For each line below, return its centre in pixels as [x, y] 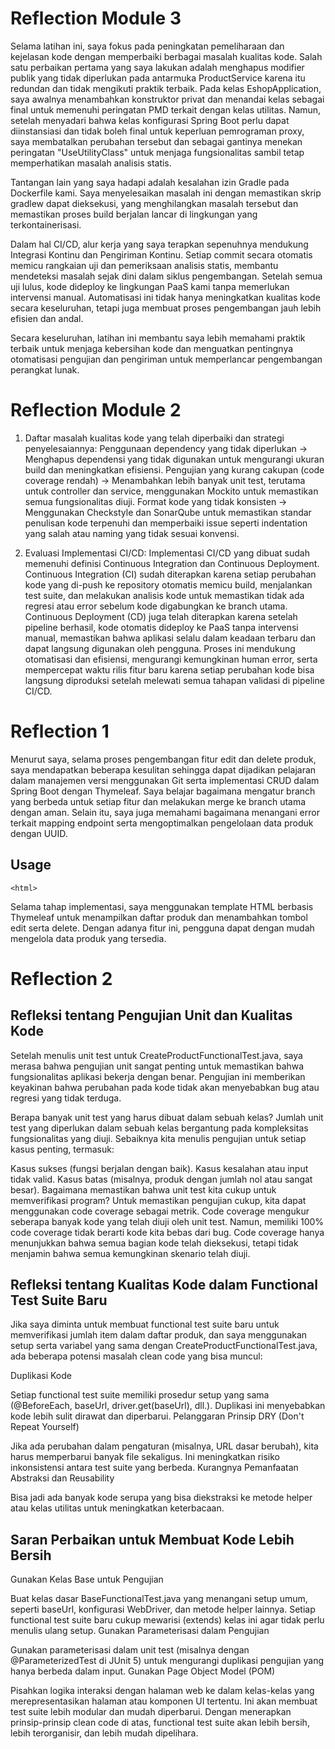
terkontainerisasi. [46, 224]
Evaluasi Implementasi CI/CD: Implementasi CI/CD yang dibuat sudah [167, 553]
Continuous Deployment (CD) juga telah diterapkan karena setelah [161, 616]
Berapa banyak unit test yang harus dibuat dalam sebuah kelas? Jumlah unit [167, 1117]
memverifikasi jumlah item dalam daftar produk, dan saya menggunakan [159, 1335]
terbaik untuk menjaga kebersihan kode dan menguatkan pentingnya [152, 348]
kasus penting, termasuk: [62, 1149]
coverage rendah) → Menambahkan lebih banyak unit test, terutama [165, 480]
